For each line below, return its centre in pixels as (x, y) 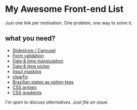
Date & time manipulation (38, 61)
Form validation (28, 55)
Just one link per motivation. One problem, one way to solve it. (69, 23)
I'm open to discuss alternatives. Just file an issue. (57, 102)
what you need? (30, 38)
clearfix (20, 77)
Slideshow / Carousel (34, 50)
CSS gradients (27, 92)
